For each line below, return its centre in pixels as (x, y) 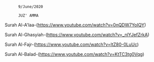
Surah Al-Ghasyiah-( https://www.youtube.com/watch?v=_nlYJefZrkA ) (77, 35)
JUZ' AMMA (28, 16)
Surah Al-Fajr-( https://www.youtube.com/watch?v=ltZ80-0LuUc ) (72, 44)
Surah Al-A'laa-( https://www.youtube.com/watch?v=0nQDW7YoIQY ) (75, 25)
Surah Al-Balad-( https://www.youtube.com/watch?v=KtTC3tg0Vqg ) (74, 54)
